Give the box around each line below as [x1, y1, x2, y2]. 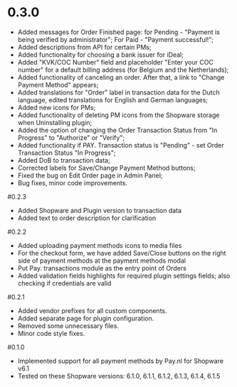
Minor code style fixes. [17, 329, 85, 337]
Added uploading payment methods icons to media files [17, 241, 182, 249]
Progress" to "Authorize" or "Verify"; [17, 133, 125, 142]
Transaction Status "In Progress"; [17, 148, 116, 157]
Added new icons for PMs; [17, 103, 96, 111]
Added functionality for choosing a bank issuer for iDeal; [17, 50, 184, 59]
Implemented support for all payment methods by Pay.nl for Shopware [17, 356, 224, 365]
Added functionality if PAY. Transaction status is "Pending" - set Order [17, 141, 224, 149]
